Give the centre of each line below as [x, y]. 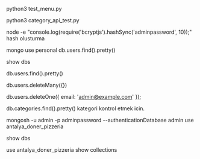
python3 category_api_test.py [43, 20]
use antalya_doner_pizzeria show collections [62, 150]
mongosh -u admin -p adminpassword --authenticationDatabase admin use [100, 120]
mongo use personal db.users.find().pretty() [61, 50]
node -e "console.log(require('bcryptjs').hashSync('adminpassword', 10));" [99, 32]
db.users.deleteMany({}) [37, 85]
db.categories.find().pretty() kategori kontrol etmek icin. [76, 108]
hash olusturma [26, 38]
